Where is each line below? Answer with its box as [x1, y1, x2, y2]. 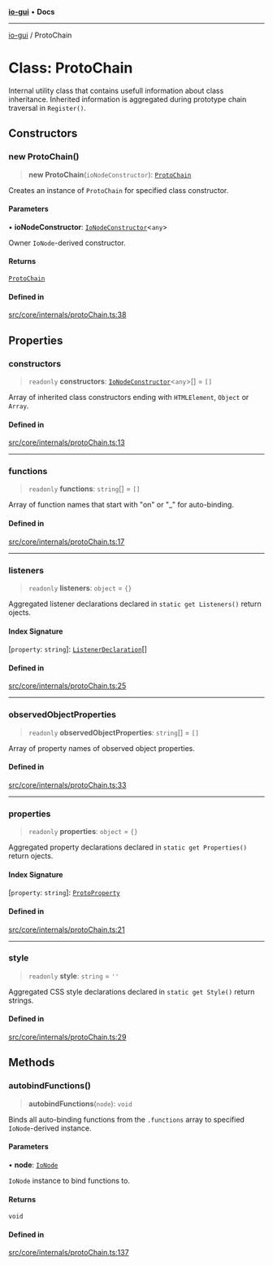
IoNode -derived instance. [8, 1123, 92, 1133]
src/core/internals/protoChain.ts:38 [8, 310, 127, 320]
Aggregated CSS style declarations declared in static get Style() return [8, 986, 255, 996]
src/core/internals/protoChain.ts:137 [8, 1248, 129, 1258]
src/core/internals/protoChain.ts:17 [8, 537, 125, 547]
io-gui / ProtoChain [8, 30, 72, 40]
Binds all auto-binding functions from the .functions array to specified [8, 1114, 245, 1124]
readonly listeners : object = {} [28, 582, 132, 593]
